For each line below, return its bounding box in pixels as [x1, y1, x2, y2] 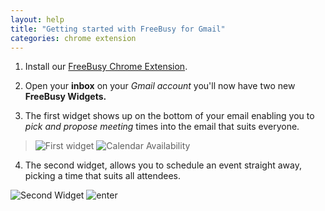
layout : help [10, 14, 65, 25]
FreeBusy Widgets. [24, 91, 107, 103]
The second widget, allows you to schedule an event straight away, [24, 159, 303, 171]
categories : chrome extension [10, 33, 137, 43]
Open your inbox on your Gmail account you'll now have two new [24, 80, 296, 92]
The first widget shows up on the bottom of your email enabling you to [24, 110, 315, 122]
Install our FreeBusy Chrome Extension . [24, 61, 188, 73]
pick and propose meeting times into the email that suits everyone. [24, 121, 300, 133]
